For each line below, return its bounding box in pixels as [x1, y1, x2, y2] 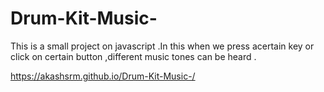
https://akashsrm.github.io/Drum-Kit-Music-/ [10, 70, 196, 82]
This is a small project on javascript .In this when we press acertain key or [10, 40, 315, 52]
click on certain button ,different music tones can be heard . [10, 50, 257, 62]
